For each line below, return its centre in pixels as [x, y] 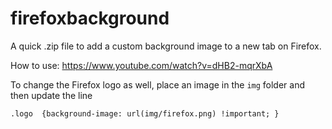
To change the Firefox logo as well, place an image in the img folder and [158, 84]
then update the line [51, 95]
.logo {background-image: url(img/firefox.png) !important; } [145, 113]
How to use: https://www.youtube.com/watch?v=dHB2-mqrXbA [141, 65]
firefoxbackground [90, 18]
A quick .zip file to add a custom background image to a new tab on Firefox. [166, 46]
